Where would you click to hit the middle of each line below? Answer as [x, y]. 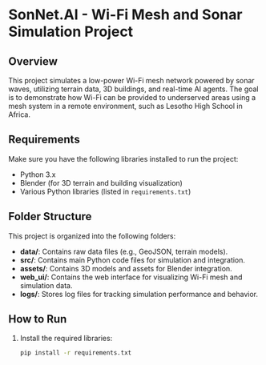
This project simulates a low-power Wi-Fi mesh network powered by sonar [131, 80]
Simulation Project [71, 32]
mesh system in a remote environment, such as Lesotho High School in [125, 106]
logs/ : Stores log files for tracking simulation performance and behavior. [139, 294]
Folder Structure [50, 217]
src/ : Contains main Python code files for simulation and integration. [133, 260]
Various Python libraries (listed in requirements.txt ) [105, 191]
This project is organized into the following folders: [92, 236]
